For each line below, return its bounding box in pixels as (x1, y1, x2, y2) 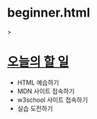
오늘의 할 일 (7, 54, 69, 70)
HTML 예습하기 (17, 78, 60, 86)
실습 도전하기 (17, 104, 53, 112)
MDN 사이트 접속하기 (17, 86, 75, 95)
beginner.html (7, 5, 90, 21)
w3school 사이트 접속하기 (17, 95, 88, 104)
